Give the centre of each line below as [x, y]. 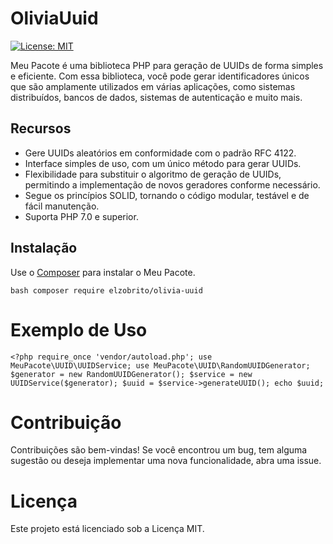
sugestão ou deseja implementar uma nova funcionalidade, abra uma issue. [166, 461]
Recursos [41, 128]
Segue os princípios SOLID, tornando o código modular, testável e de [167, 195]
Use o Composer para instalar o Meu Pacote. [103, 272]
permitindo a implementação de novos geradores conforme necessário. [172, 184]
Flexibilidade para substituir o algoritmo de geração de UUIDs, [153, 174]
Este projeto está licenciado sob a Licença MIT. [107, 529]
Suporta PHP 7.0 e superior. [81, 216]
